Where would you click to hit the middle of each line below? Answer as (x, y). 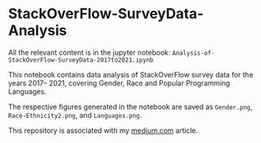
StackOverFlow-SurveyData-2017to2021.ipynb (81, 60)
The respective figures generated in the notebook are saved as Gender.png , (130, 107)
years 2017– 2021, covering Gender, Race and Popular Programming (119, 83)
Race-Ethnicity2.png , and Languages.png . (75, 115)
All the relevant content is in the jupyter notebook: (89, 52)
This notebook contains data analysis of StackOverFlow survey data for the (131, 74)
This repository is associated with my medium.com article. (103, 130)
